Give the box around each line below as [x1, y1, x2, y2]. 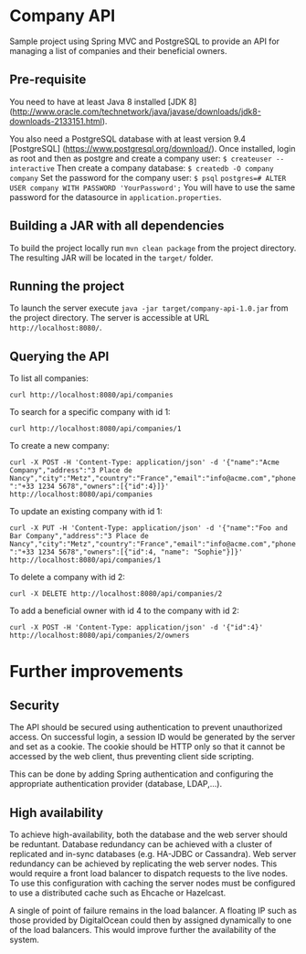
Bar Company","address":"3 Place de [9, 532, 149, 541]
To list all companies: [9, 373, 90, 384]
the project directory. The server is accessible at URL [9, 313, 210, 323]
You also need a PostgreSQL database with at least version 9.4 [9, 133, 247, 144]
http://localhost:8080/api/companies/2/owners [9, 631, 190, 641]
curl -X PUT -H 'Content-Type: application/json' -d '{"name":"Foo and [9, 524, 288, 533]
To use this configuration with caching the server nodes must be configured [9, 878, 296, 888]
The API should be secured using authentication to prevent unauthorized [9, 722, 283, 733]
